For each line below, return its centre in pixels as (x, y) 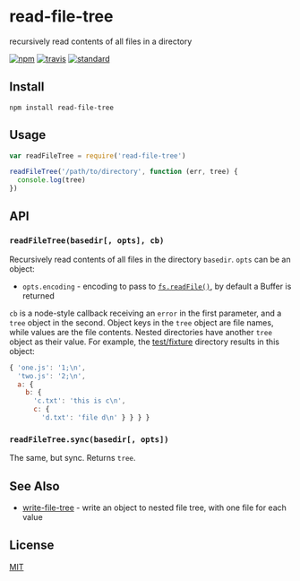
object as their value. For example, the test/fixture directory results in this (145, 342)
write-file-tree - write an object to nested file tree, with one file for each (154, 507)
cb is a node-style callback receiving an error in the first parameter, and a (146, 313)
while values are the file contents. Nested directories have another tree (141, 332)
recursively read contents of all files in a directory (101, 41)
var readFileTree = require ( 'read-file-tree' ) (98, 156)
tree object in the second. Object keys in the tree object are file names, (141, 322)
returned (39, 295)
